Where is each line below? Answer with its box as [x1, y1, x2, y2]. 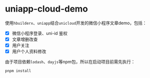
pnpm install [5, 69, 31, 74]
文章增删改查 [12, 36, 38, 42]
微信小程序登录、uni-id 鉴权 [12, 30, 68, 36]
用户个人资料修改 [12, 48, 46, 54]
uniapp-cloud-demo [5, 3, 88, 15]
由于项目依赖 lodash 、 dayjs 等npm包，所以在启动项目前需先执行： [5, 59, 135, 65]
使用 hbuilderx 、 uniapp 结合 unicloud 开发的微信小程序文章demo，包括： [5, 20, 147, 26]
